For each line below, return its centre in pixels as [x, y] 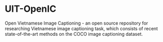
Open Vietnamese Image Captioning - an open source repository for [77, 23]
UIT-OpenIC [31, 9]
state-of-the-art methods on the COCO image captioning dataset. [74, 34]
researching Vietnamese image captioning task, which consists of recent [81, 28]
